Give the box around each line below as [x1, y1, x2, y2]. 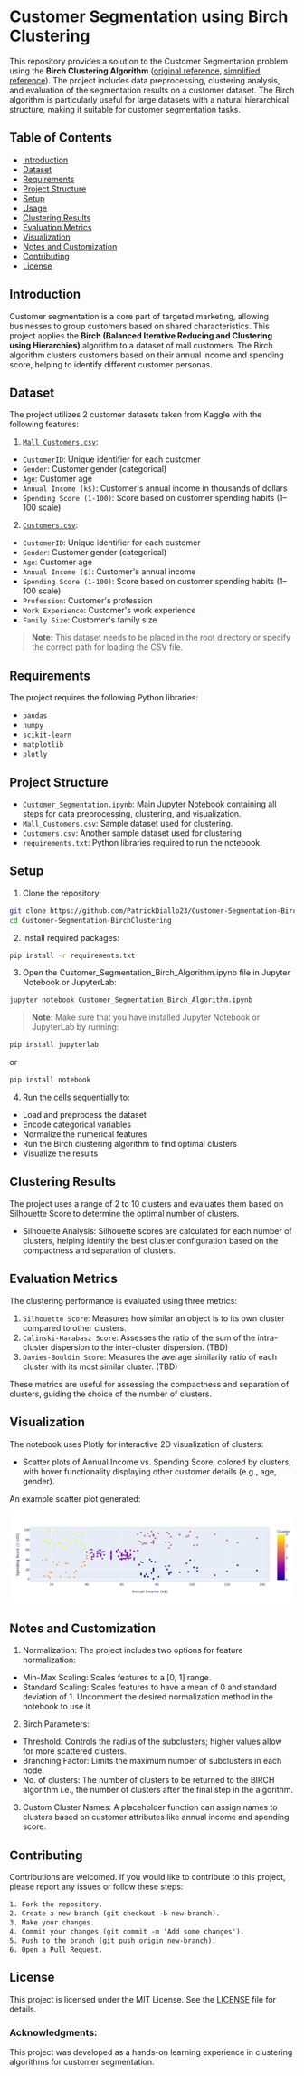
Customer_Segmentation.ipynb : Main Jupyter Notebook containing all [22, 798, 277, 809]
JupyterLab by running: [31, 1022, 119, 1033]
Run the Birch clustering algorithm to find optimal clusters [22, 1139, 238, 1150]
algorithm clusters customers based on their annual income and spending [9, 349, 284, 360]
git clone [9, 906, 47, 916]
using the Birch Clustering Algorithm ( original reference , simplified [9, 65, 261, 76]
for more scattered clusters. [22, 1746, 127, 1757]
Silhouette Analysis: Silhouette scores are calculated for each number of [22, 1225, 292, 1236]
